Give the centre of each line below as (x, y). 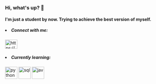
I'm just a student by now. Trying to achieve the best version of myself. (78, 19)
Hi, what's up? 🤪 (25, 8)
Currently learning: (31, 57)
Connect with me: (29, 30)
